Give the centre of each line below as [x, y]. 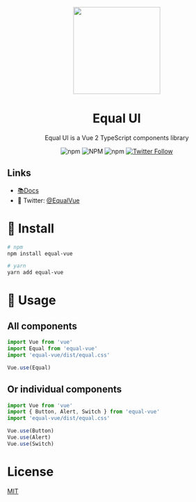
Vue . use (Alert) [29, 437]
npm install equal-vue [40, 253]
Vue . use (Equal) [29, 368]
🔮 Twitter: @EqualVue [48, 200]
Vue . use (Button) [31, 431]
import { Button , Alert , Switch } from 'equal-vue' [83, 412]
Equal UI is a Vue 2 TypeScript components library [117, 138]
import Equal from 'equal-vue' [52, 349]
